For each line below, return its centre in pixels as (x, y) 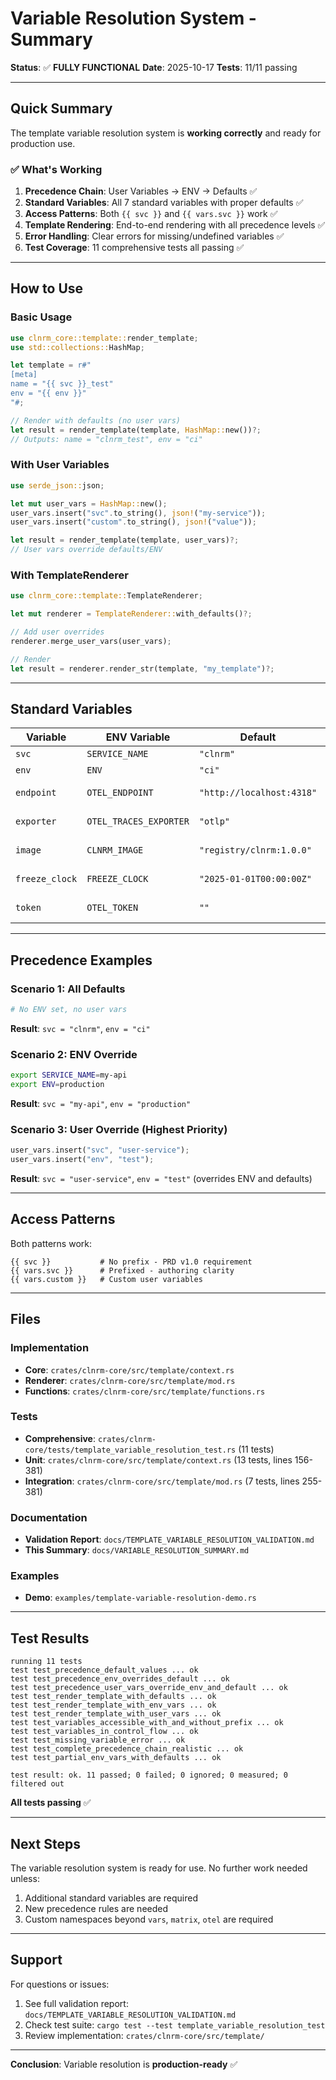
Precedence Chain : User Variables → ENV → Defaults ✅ (141, 191)
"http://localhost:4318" (258, 793)
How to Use (47, 288)
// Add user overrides (57, 632)
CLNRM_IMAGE (115, 850)
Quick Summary (61, 108)
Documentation (49, 1517)
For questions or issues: (60, 1984)
